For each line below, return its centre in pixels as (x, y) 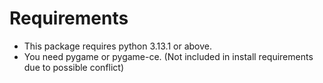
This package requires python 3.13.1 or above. (118, 46)
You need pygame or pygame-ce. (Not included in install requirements (168, 56)
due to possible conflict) (74, 67)
